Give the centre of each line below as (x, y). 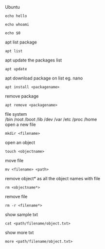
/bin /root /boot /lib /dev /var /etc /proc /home (51, 119)
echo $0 (13, 33)
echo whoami (17, 24)
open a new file (20, 124)
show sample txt (21, 215)
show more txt (19, 232)
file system (16, 114)
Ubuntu (13, 7)
